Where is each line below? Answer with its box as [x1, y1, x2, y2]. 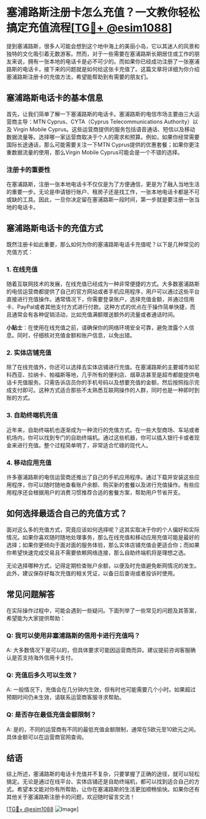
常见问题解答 [6, 590, 55, 600]
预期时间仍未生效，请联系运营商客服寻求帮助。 [6, 694, 124, 701]
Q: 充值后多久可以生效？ [6, 671, 78, 679]
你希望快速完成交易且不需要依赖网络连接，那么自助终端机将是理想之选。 [6, 548, 189, 556]
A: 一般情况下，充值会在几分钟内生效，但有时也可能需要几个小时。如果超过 [6, 686, 196, 693]
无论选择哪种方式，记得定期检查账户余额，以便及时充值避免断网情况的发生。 [6, 562, 200, 569]
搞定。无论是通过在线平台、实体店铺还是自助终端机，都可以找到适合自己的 [6, 778, 194, 785]
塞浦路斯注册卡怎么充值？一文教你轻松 [6, 6, 200, 20]
